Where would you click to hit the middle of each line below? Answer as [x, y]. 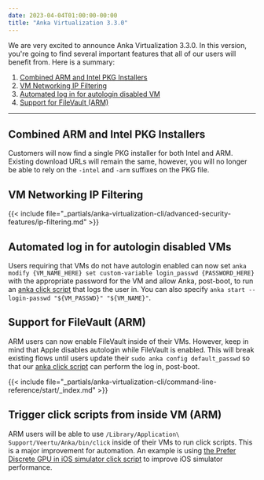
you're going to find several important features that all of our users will [122, 54]
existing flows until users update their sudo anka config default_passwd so [129, 358]
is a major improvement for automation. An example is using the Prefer [122, 450]
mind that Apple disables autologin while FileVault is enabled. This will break [131, 349]
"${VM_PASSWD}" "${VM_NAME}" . [103, 297]
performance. [30, 467]
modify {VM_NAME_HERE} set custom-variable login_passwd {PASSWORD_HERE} [132, 273]
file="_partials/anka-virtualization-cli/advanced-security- [139, 214]
